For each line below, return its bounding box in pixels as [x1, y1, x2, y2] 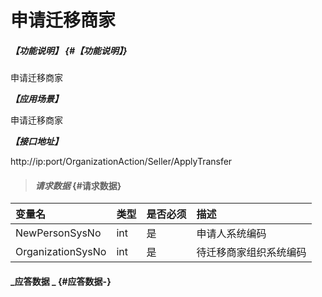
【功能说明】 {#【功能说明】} [10, 44, 128, 56]
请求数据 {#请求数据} [34, 179, 122, 191]
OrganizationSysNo [15, 245, 107, 259]
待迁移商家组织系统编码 [196, 246, 307, 260]
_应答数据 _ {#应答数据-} [10, 275, 112, 287]
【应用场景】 [10, 93, 63, 105]
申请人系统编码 [196, 227, 267, 241]
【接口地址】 [10, 136, 63, 148]
